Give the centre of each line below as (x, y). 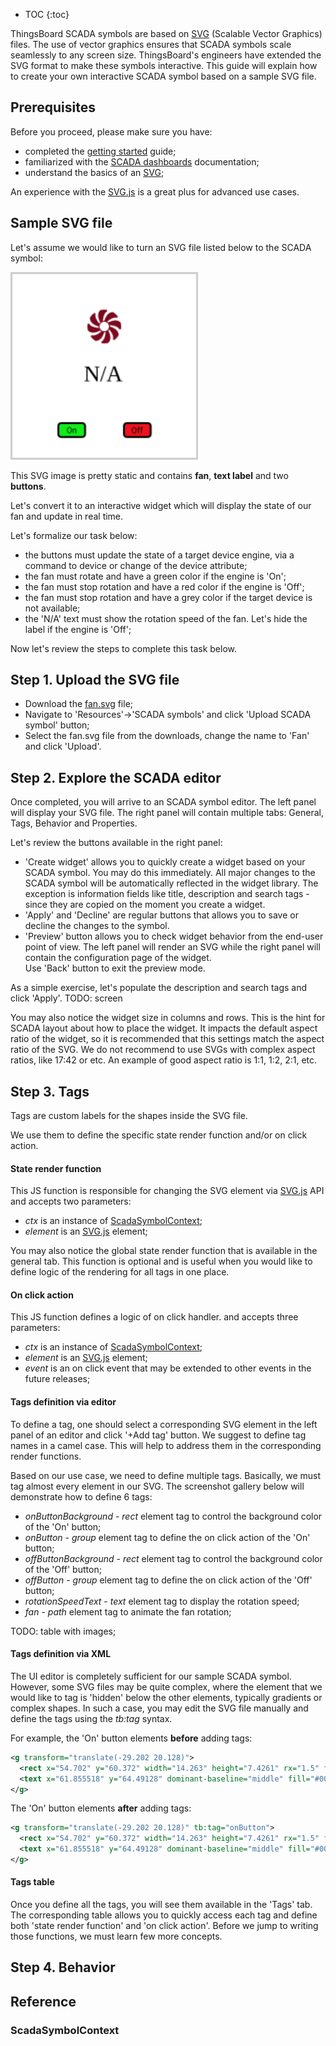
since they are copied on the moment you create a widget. (145, 905)
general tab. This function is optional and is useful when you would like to (161, 1261)
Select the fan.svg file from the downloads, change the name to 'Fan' (167, 736)
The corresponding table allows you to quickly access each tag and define (164, 1915)
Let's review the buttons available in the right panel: (116, 843)
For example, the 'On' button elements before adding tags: (131, 1738)
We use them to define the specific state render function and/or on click (159, 1135)
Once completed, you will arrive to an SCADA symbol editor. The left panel (163, 802)
